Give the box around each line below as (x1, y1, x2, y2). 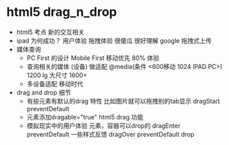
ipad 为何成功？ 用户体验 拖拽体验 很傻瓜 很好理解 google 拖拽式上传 (16, 36, 212, 45)
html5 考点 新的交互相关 (16, 28, 85, 36)
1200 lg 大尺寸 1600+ (26, 70, 88, 79)
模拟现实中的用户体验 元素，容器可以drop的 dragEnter (26, 122, 181, 130)
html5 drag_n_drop (6, 4, 117, 20)
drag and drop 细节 (16, 88, 72, 97)
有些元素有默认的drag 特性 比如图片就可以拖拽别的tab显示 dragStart (26, 97, 220, 105)
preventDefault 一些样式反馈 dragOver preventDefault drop (26, 130, 195, 138)
